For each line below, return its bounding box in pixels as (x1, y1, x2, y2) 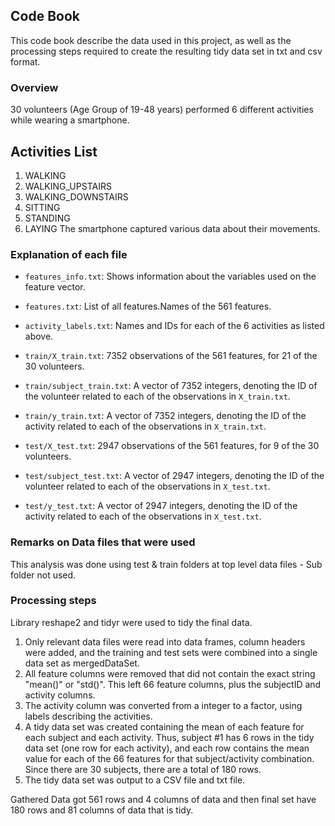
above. (24, 330, 54, 343)
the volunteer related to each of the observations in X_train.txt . (24, 390, 291, 403)
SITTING (24, 201, 61, 213)
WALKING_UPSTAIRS (24, 180, 112, 192)
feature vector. (24, 281, 86, 293)
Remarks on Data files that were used (10, 535, 196, 549)
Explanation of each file (10, 247, 128, 261)
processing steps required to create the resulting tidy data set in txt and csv (10, 45, 323, 57)
